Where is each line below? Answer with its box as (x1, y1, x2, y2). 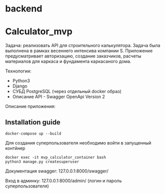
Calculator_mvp (5, 26, 72, 37)
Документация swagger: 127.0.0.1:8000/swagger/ (5, 168, 108, 174)
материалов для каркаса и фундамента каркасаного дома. (5, 58, 131, 64)
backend (5, 3, 42, 14)
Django (12, 83, 27, 89)
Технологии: (5, 68, 31, 74)
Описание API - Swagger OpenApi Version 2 (12, 93, 105, 100)
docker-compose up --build (5, 131, 61, 136)
